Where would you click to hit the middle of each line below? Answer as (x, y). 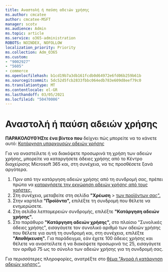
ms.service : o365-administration (40, 38)
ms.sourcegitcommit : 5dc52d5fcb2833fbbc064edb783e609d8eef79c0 (73, 80)
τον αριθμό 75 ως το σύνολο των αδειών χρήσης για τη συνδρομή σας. (88, 249)
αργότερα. (16, 169)
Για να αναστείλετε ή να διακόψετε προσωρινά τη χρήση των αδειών (79, 153)
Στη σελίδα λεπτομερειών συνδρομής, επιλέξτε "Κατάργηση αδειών (86, 212)
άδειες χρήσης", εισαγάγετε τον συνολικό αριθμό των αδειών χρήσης (87, 228)
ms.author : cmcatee (26, 15)
